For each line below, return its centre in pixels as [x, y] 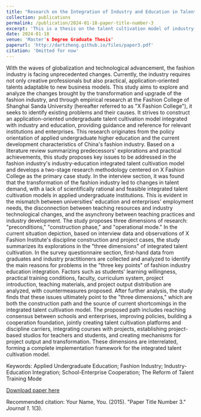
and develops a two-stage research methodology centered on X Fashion [95, 170]
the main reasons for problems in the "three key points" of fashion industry [98, 265]
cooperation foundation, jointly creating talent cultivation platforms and [94, 322]
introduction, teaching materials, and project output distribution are [89, 284]
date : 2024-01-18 [28, 34]
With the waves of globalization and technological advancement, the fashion [100, 68]
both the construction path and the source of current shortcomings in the [96, 303]
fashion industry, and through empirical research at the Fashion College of [98, 99]
